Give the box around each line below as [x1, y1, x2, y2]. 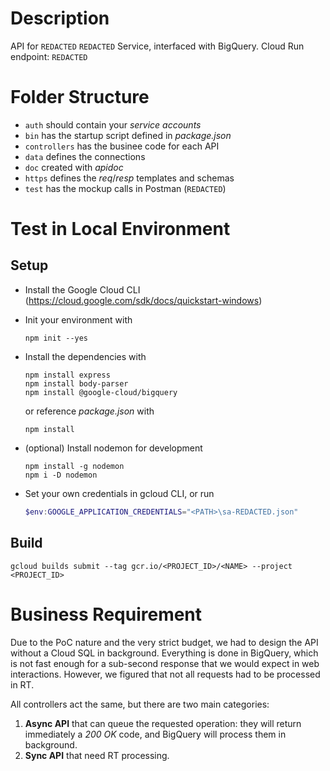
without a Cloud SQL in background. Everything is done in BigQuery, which [10, 647, 319, 659]
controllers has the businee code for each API [24, 140, 220, 152]
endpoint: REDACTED [10, 50, 88, 62]
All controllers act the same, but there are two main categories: [10, 698, 270, 710]
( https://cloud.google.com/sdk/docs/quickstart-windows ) [24, 294, 263, 306]
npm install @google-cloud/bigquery [24, 387, 178, 397]
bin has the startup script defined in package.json [24, 129, 232, 141]
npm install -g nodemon [24, 461, 125, 471]
